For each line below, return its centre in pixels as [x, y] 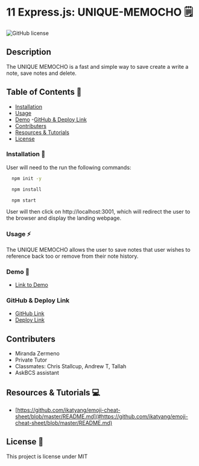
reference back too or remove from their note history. [72, 256]
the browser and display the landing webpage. [64, 218]
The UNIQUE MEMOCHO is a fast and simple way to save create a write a [97, 66]
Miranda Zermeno [37, 354]
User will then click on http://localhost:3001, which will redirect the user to [98, 212]
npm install [27, 189]
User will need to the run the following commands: [69, 167]
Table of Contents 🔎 [44, 92]
